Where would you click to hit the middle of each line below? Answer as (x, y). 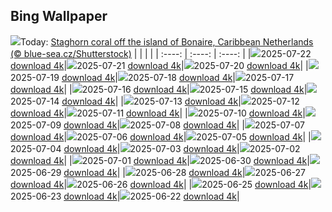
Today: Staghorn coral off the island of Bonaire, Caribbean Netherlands (167, 41)
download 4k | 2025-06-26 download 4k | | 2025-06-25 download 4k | (161, 184)
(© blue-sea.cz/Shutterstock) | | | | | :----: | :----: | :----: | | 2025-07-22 (161, 53)
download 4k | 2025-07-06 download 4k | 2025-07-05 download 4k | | (161, 136)
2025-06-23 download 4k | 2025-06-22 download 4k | (125, 196)
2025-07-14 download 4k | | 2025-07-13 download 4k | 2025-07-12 (155, 101)
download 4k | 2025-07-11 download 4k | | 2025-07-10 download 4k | (158, 113)
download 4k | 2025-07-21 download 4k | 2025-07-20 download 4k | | (159, 65)
